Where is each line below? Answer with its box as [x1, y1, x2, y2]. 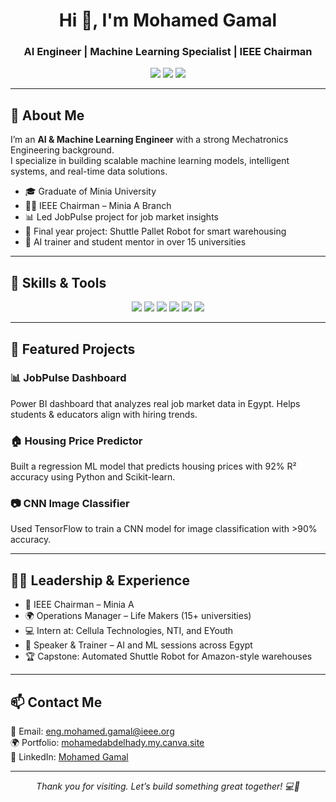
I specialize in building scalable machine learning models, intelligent [10, 155, 290, 167]
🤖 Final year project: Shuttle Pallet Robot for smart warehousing [24, 225, 287, 238]
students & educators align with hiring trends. [10, 408, 198, 420]
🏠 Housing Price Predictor [10, 434, 143, 448]
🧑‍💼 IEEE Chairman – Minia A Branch [24, 200, 172, 212]
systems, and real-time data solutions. [10, 165, 168, 178]
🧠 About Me [10, 107, 85, 124]
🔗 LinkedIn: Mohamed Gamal [10, 751, 129, 763]
